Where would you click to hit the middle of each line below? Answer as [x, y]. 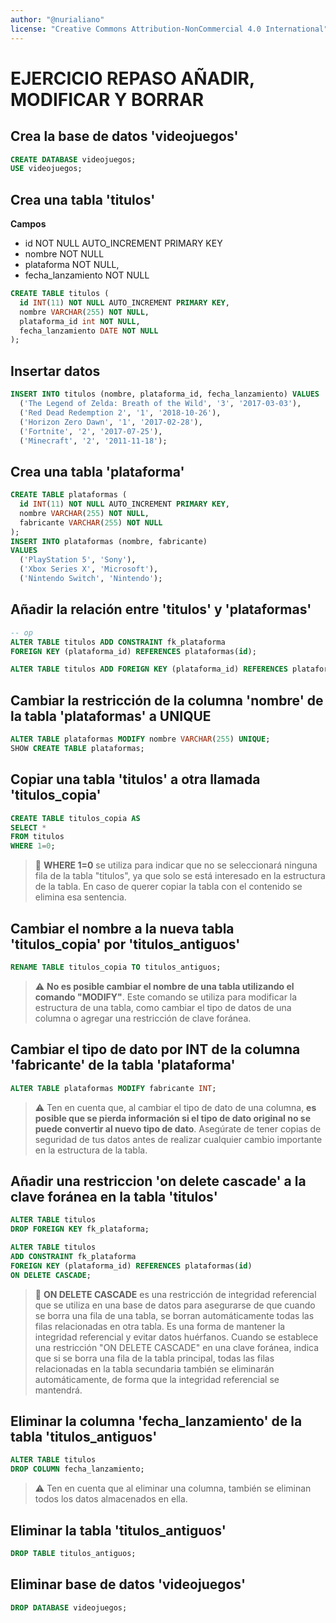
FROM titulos [37, 837]
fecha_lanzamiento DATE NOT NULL [89, 331]
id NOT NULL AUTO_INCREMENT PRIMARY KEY [123, 243]
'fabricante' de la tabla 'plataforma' [123, 1065]
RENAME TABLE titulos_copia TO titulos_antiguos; [116, 967]
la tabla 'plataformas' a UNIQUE [111, 716]
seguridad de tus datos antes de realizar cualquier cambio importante [178, 1139]
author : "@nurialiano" [57, 19]
